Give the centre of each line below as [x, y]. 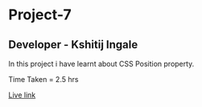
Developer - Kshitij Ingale [73, 45]
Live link [22, 95]
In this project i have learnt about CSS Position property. [101, 64]
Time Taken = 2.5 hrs [43, 79]
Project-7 [40, 15]
